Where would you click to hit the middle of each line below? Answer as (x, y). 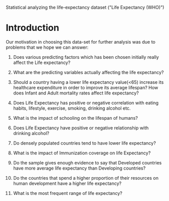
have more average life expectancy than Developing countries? (79, 168)
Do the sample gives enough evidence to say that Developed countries (87, 162)
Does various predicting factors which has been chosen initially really (86, 57)
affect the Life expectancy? (42, 62)
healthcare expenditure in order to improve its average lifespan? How (86, 87)
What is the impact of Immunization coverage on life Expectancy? (82, 153)
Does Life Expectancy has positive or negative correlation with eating (86, 103)
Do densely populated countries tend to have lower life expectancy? (84, 143)
